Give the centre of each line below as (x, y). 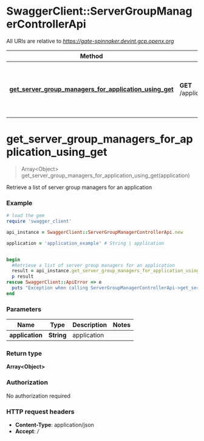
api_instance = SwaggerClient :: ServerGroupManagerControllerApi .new (95, 232)
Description (90, 325)
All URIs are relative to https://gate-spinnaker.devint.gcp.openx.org (90, 41)
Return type (24, 353)
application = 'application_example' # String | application (85, 243)
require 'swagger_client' (39, 221)
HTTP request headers (40, 411)
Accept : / (27, 431)
